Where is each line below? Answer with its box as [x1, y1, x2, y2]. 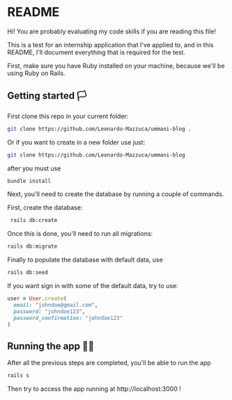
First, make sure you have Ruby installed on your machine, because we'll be [7, 61, 225, 70]
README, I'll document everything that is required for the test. [7, 48, 186, 56]
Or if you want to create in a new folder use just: [7, 138, 146, 146]
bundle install [7, 177, 52, 184]
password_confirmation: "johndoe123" [13, 314, 123, 321]
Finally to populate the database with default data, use [7, 255, 164, 264]
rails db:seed [7, 269, 49, 276]
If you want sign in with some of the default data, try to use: [7, 282, 179, 289]
